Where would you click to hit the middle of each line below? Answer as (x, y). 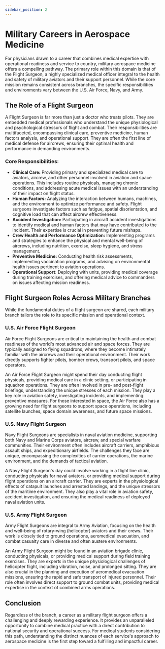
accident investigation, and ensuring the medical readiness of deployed (78, 497)
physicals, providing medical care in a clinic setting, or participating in (76, 380)
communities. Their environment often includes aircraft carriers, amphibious (82, 446)
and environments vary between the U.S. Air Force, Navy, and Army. (74, 90)
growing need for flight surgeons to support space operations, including (78, 406)
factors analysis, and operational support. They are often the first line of (78, 138)
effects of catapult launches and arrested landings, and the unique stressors (82, 487)
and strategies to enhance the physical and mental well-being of (78, 241)
